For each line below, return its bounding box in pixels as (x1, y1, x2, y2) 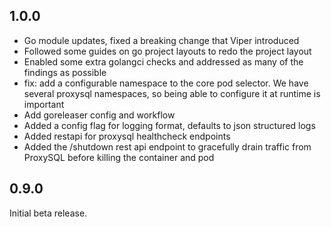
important (23, 98, 65, 110)
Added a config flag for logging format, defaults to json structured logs (23, 119, 316, 131)
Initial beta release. (9, 207, 88, 219)
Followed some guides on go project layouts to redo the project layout (23, 45, 312, 57)
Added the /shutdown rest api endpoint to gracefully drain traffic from (23, 140, 312, 153)
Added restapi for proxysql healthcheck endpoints (23, 130, 231, 142)
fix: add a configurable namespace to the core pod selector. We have (23, 77, 309, 89)
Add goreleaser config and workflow (23, 109, 176, 121)
